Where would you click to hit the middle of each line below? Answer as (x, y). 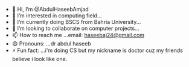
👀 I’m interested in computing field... (57, 16)
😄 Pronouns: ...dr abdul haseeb (52, 44)
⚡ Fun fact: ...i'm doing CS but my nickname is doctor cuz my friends (97, 50)
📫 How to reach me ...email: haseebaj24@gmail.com (78, 35)
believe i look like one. (40, 59)
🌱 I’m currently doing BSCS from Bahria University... (76, 22)
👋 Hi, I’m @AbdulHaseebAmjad (50, 9)
